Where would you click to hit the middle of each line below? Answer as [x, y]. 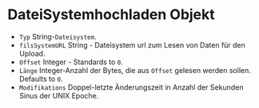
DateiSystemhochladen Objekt [111, 15]
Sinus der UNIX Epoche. [59, 95]
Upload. [32, 53]
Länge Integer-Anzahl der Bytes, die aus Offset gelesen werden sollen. [135, 70]
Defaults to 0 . [41, 79]
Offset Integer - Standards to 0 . [71, 62]
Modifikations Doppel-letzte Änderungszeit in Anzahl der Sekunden [131, 87]
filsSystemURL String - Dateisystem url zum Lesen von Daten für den [132, 44]
